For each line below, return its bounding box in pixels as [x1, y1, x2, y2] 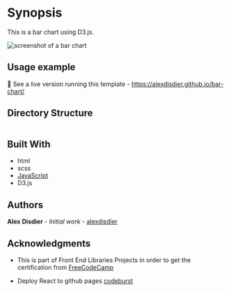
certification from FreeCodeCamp [17, 264, 114, 271]
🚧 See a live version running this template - [7, 80, 130, 88]
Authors [7, 199, 44, 211]
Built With [7, 138, 51, 150]
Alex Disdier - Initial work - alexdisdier [7, 217, 118, 226]
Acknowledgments [7, 237, 92, 249]
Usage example [7, 61, 76, 74]
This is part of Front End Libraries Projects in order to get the [17, 256, 191, 264]
